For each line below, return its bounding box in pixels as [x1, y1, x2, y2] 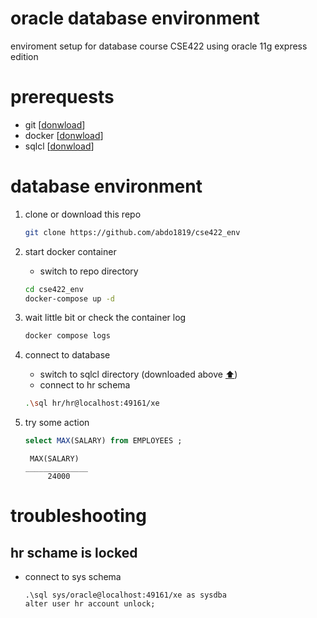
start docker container [24, 245, 117, 257]
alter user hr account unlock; [24, 599, 156, 609]
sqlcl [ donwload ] [24, 140, 95, 152]
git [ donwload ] [24, 118, 86, 131]
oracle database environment [10, 7, 260, 30]
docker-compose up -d [24, 293, 115, 304]
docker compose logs [24, 331, 111, 341]
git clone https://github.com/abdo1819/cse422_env [24, 227, 241, 237]
